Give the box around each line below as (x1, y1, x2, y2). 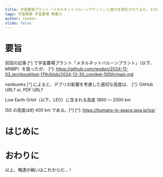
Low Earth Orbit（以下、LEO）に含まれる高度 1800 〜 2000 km (5, 97, 131, 103)
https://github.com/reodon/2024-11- (55, 66, 129, 72)
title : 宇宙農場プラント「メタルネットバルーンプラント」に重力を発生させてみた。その (5, 7, 158, 12)
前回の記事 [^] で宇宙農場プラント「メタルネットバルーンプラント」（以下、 (5, 60, 155, 66)
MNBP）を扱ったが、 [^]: (5, 66, 55, 72)
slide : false (5, 20, 32, 26)
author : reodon (5, 16, 36, 21)
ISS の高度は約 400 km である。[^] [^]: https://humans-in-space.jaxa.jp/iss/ (5, 107, 156, 113)
